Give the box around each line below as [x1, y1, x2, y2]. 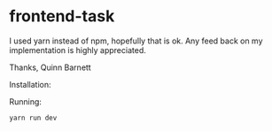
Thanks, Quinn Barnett [9, 62, 91, 73]
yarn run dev [9, 113, 58, 122]
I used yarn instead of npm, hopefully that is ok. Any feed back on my [9, 35, 263, 46]
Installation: [9, 79, 51, 89]
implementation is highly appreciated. [9, 44, 146, 55]
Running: [9, 96, 43, 107]
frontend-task [9, 6, 115, 27]
